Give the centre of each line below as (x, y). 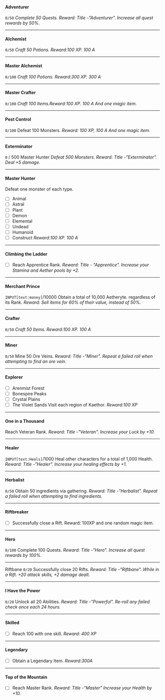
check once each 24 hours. (33, 607)
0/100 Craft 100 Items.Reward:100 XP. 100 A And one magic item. (71, 103)
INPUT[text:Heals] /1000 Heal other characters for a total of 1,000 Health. (79, 459)
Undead (20, 226)
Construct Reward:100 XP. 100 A (45, 238)
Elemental (22, 221)
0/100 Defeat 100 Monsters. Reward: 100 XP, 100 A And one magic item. (78, 130)
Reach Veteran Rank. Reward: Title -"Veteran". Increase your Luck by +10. (80, 432)
